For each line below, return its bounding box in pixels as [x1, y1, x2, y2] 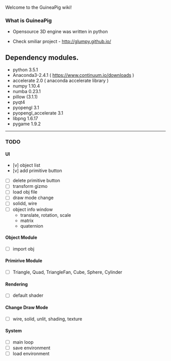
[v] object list [12, 162, 41, 169]
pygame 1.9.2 [12, 121, 41, 127]
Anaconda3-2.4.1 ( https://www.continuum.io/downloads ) [12, 72, 134, 78]
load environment [12, 351, 50, 356]
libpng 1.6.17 [12, 116, 38, 122]
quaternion [20, 223, 43, 229]
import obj [12, 245, 35, 252]
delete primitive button [12, 178, 60, 184]
